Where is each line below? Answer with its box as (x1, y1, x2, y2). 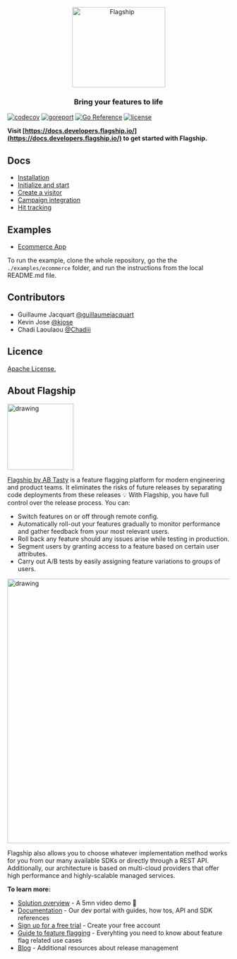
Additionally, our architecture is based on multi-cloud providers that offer (7, 864, 219, 872)
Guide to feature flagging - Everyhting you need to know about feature (17, 929, 223, 937)
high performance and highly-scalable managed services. (7, 872, 176, 880)
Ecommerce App (17, 242, 67, 250)
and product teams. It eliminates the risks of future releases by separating (7, 483, 222, 491)
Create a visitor (17, 188, 62, 197)
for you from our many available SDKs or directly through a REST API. (7, 857, 209, 865)
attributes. (17, 550, 48, 558)
